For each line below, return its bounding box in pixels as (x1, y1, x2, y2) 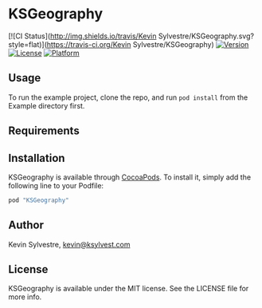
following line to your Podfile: (8, 180, 104, 190)
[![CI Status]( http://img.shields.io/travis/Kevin (8, 31, 157, 41)
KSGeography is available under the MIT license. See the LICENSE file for (8, 284, 249, 294)
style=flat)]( (8, 39, 48, 49)
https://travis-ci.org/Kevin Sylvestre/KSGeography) (46, 39, 215, 49)
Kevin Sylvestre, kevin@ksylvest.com (8, 239, 131, 249)
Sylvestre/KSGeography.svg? (158, 31, 255, 41)
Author (8, 219, 44, 232)
